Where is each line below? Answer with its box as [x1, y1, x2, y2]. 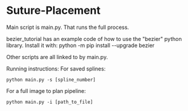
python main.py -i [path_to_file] [6, 99, 94, 105]
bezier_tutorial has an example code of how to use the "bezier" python [6, 35, 183, 42]
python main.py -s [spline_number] [6, 77, 96, 83]
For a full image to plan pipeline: [6, 87, 86, 94]
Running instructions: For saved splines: [6, 65, 106, 72]
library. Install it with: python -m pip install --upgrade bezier [6, 42, 155, 49]
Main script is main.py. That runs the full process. [6, 24, 129, 31]
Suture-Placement [6, 4, 101, 17]
